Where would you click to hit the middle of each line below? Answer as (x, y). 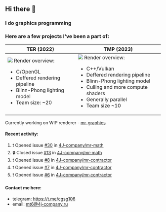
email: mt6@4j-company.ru (40, 204)
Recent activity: (22, 134)
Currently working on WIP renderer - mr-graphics (56, 123)
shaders (96, 93)
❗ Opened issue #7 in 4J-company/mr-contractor (62, 167)
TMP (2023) (118, 49)
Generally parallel (107, 99)
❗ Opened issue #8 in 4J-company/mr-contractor (62, 160)
